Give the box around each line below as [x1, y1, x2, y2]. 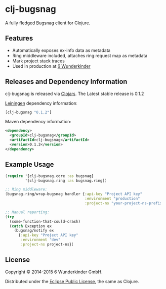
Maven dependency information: [5, 119, 72, 125]
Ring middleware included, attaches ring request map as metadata [12, 52, 148, 58]
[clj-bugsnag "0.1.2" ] [5, 110, 52, 115]
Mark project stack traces [12, 58, 65, 64]
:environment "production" [84, 196, 140, 201]
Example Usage [5, 160, 54, 169]
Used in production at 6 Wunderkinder [12, 63, 91, 69]
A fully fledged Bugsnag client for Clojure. [5, 20, 90, 26]
